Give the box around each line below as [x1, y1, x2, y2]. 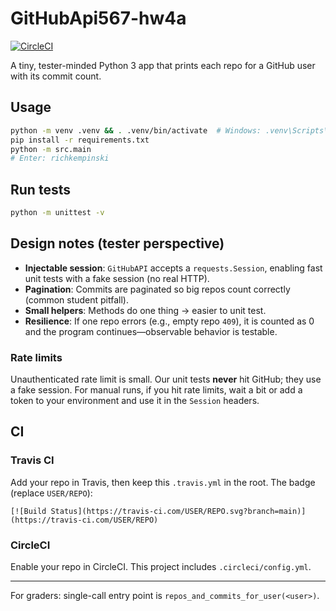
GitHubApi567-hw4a [10, 7, 187, 30]
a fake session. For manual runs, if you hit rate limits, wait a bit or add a [10, 384, 303, 396]
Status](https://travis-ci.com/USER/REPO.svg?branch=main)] [50, 506, 307, 516]
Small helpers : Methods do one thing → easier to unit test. [24, 304, 267, 316]
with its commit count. [10, 70, 102, 82]
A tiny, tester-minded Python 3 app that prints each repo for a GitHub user [10, 59, 316, 71]
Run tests [10, 181, 71, 198]
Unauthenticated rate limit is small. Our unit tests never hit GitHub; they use [10, 373, 322, 386]
